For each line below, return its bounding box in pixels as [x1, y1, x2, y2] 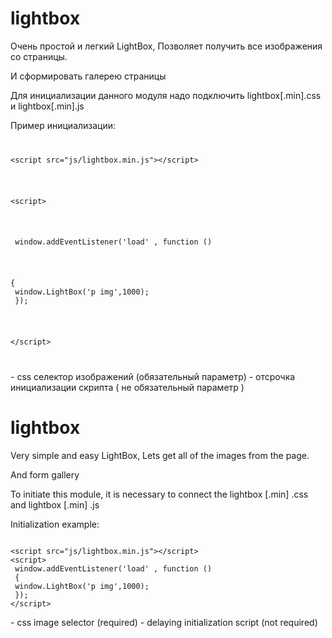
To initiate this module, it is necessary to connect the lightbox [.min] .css [10, 488, 309, 500]
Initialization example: [10, 518, 100, 530]
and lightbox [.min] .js [10, 498, 100, 511]
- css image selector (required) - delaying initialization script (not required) [10, 616, 318, 628]
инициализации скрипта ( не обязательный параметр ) [10, 381, 245, 393]
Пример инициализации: [10, 119, 117, 131]
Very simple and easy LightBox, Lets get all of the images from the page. [10, 449, 310, 461]
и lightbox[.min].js [10, 100, 85, 112]
